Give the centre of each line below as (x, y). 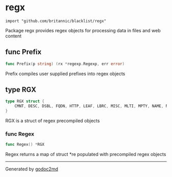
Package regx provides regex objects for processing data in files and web (83, 30)
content (14, 36)
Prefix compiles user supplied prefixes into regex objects (65, 74)
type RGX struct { (25, 101)
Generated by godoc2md (32, 169)
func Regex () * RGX (25, 145)
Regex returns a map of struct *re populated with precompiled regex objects (86, 154)
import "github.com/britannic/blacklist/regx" (56, 21)
